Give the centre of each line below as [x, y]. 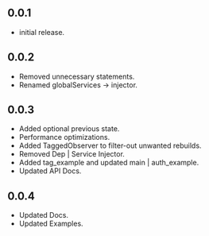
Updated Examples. [51, 224]
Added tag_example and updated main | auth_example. [109, 163]
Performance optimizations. [64, 137]
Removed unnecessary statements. [77, 76]
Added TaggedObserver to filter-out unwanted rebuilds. [110, 145]
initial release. [42, 32]
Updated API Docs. [50, 171]
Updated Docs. [44, 215]
